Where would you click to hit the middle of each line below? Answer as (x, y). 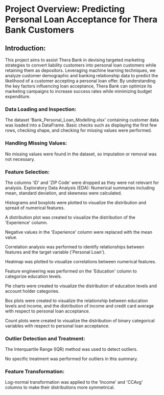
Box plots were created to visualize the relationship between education (77, 301)
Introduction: (25, 48)
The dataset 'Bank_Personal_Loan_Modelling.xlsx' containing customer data (82, 120)
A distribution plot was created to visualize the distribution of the (70, 217)
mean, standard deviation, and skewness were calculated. (64, 193)
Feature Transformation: (35, 371)
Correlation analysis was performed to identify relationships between (75, 246)
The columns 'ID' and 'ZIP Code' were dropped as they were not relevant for (82, 182)
